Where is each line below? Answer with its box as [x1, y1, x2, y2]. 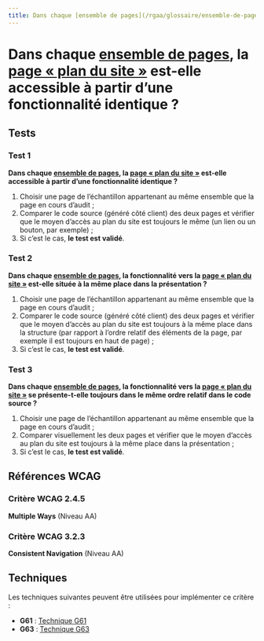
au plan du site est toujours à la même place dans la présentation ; [19, 439, 234, 449]
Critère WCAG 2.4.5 [8, 493, 86, 504]
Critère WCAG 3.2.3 [8, 531, 86, 542]
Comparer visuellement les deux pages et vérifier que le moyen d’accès [19, 430, 252, 440]
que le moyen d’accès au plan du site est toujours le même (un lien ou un [19, 217, 256, 226]
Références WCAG [8, 470, 101, 483]
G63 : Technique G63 [19, 624, 90, 633]
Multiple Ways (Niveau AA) [8, 511, 97, 521]
